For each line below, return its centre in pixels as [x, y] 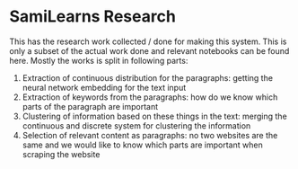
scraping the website [61, 154]
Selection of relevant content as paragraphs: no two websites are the [150, 135]
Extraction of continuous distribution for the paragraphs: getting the [148, 77]
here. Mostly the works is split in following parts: [99, 60]
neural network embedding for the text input [104, 87]
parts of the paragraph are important [90, 106]
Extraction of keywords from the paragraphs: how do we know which [150, 97]
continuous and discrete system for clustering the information [136, 125]
